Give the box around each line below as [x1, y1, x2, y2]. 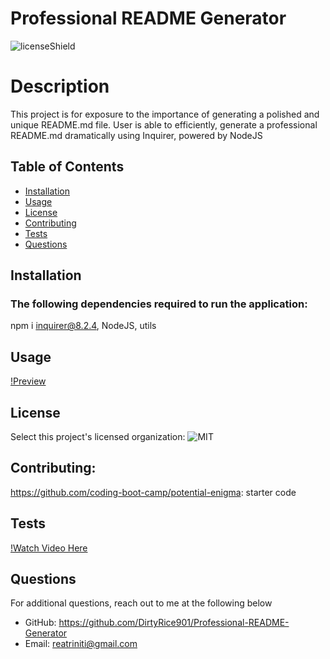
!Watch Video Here [10, 542, 88, 554]
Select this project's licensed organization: [10, 431, 186, 442]
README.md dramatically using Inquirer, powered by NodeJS [10, 129, 263, 141]
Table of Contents [10, 158, 125, 176]
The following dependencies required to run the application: [10, 297, 308, 311]
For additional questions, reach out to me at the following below [10, 597, 273, 609]
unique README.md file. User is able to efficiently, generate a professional [10, 118, 318, 131]
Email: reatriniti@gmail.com [24, 638, 138, 650]
